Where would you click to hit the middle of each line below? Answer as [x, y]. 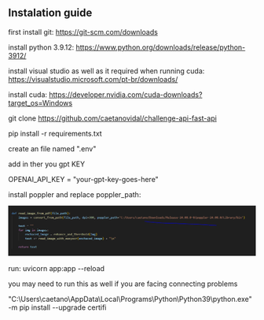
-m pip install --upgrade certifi [57, 307]
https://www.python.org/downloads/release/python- [161, 47]
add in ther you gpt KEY [46, 164]
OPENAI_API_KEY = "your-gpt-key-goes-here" [83, 179]
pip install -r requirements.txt [55, 133]
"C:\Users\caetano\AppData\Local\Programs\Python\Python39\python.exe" [130, 299]
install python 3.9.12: [41, 47]
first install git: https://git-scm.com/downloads [83, 32]
